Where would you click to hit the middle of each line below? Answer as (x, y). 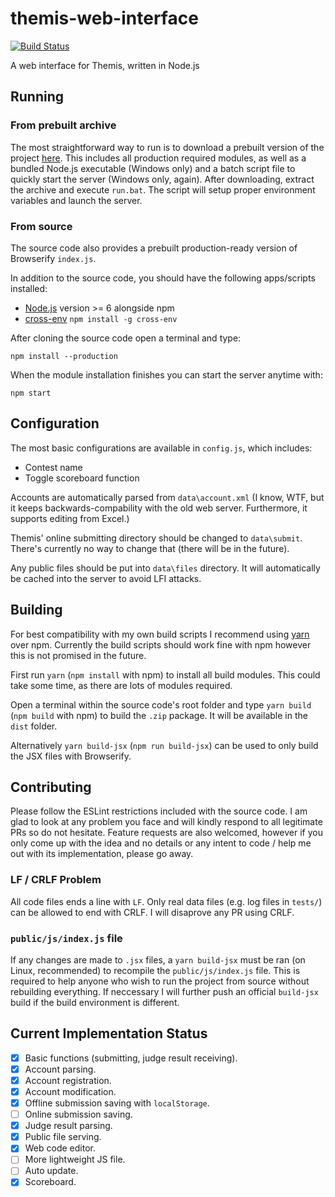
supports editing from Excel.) (70, 518)
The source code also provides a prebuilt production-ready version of (154, 248)
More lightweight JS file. (75, 1159)
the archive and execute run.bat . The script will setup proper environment (163, 189)
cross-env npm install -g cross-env (101, 318)
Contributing (51, 787)
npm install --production (64, 356)
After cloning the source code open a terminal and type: (126, 338)
